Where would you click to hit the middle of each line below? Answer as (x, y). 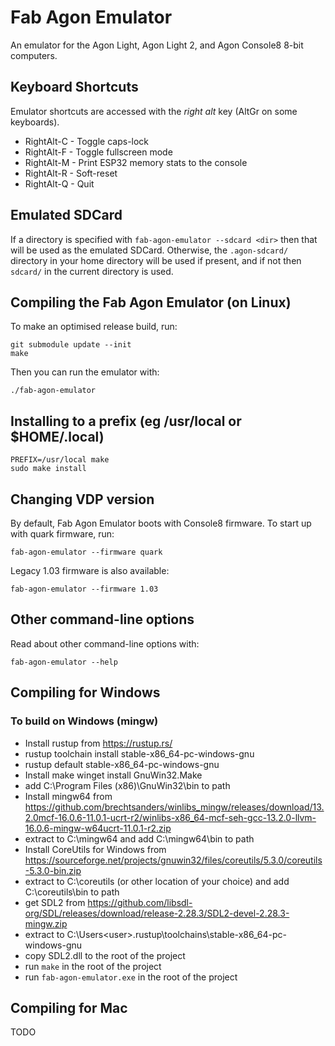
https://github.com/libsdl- (140, 902)
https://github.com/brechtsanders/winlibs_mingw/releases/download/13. (174, 807)
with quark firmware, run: (62, 534)
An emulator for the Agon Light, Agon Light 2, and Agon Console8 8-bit (157, 45)
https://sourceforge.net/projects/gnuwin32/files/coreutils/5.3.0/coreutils (173, 860)
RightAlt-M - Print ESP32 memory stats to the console (136, 162)
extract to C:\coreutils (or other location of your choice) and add (157, 881)
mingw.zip (46, 923)
